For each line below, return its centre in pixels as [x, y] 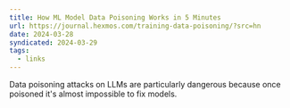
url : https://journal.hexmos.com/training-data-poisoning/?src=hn [135, 26]
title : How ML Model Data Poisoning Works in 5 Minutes [115, 17]
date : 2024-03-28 [41, 34]
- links [32, 59]
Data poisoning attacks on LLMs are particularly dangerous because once [145, 84]
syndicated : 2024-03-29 [54, 42]
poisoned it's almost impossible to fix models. [93, 94]
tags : [19, 51]
